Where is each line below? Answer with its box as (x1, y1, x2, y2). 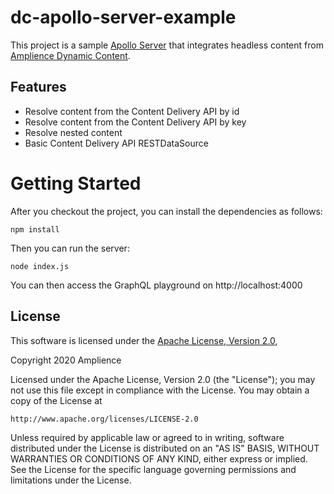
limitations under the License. (10, 474, 132, 486)
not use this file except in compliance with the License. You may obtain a (10, 384, 310, 396)
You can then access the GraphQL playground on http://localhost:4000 (10, 279, 303, 291)
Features (10, 79, 67, 96)
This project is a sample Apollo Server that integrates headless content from (10, 39, 324, 51)
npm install (10, 224, 60, 235)
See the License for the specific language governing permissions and (10, 463, 297, 475)
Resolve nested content (24, 126, 123, 138)
